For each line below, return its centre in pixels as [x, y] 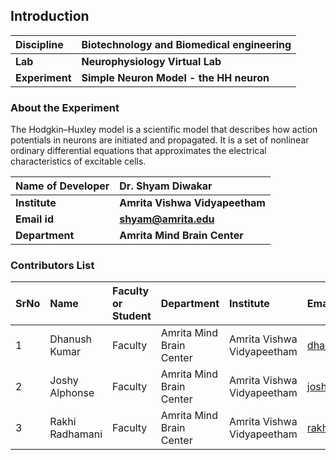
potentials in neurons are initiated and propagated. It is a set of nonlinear [160, 140]
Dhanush [71, 339]
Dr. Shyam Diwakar [166, 186]
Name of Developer [62, 186]
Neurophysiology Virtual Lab [151, 61]
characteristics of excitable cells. [78, 161]
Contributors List [52, 266]
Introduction [50, 16]
